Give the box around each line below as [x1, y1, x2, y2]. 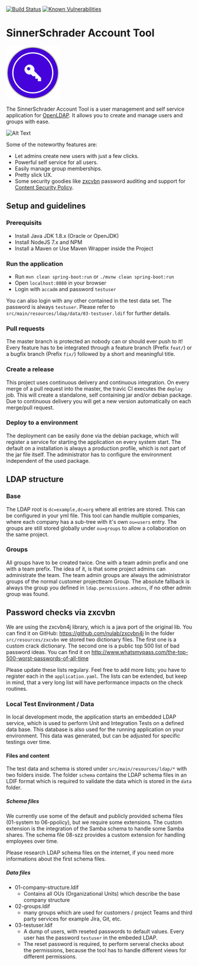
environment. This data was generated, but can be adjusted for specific [6, 732, 180, 739]
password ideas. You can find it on [6, 648, 90, 655]
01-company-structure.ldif [14, 884, 79, 891]
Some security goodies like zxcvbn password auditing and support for [14, 178, 186, 185]
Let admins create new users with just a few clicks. [14, 152, 139, 159]
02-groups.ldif [14, 903, 50, 910]
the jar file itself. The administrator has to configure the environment [6, 450, 172, 458]
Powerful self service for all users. [14, 159, 99, 166]
